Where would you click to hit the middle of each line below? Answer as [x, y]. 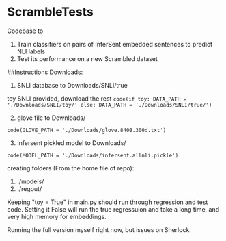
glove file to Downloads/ [51, 118]
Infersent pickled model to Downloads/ [71, 143]
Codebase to [25, 31]
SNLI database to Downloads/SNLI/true [72, 85]
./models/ [30, 181]
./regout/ [29, 188]
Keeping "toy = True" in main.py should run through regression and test [108, 202]
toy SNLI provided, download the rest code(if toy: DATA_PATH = [97, 98]
